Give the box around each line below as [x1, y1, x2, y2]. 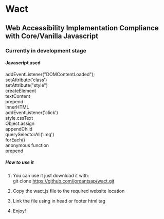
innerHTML [5, 104, 29, 110]
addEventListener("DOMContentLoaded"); [5, 71, 95, 77]
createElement [5, 87, 37, 94]
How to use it [5, 159, 34, 166]
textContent [5, 93, 31, 99]
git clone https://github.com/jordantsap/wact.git [12, 178, 115, 184]
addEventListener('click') [5, 109, 58, 116]
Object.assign [5, 120, 35, 126]
